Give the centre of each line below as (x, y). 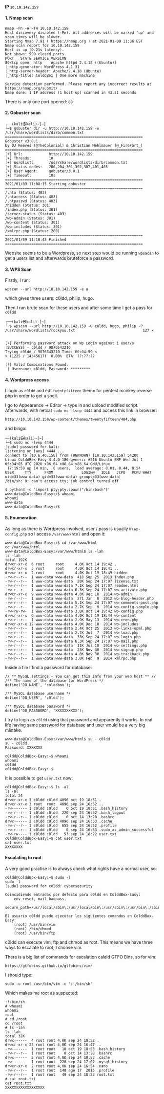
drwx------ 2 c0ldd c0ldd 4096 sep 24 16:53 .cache (59, 821)
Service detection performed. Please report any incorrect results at (78, 84)
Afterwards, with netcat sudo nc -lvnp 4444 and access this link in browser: (81, 410)
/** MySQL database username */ (38, 693)
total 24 (14, 795)
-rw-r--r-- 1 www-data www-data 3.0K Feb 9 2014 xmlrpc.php (71, 658)
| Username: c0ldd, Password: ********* (49, 369)
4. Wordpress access (27, 380)
